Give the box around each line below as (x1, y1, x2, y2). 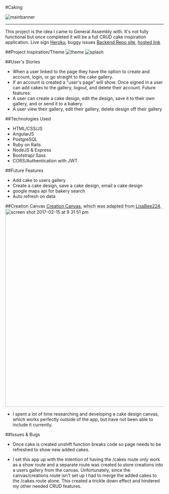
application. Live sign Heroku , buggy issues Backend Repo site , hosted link (5, 39, 161, 45)
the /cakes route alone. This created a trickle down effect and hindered (12, 478, 160, 483)
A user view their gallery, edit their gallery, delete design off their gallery (12, 106, 162, 112)
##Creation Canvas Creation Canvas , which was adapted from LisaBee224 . (5, 203, 162, 209)
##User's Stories (5, 59, 40, 65)
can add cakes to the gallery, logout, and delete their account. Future (12, 85, 156, 90)
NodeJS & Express (12, 147, 51, 153)
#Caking (5, 5, 23, 10)
